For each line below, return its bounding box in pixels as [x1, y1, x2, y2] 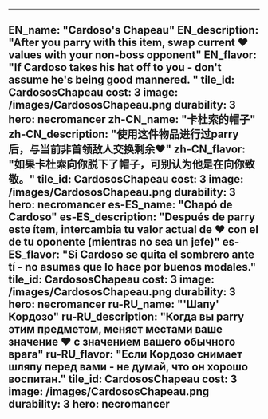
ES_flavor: [8, 248, 61, 262]
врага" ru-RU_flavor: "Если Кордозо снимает [8, 348, 243, 362]
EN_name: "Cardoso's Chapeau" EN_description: [8, 23, 259, 37]
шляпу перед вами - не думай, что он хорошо [8, 360, 249, 374]
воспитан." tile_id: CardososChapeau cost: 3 [8, 373, 238, 386]
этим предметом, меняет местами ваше [8, 322, 223, 336]
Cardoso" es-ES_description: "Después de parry [8, 211, 256, 224]
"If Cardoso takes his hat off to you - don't [8, 61, 222, 74]
